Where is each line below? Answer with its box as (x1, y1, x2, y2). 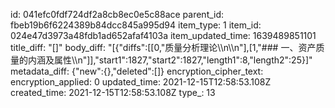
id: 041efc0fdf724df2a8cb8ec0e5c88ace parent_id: (10, 9, 225, 20)
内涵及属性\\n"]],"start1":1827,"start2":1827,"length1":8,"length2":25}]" (27, 54, 313, 66)
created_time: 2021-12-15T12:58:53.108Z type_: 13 (10, 87, 216, 98)
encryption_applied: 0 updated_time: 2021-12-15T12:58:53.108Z (10, 76, 272, 88)
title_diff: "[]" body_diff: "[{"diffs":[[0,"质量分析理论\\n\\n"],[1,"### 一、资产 (10, 42, 317, 53)
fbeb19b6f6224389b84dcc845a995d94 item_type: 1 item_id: (10, 19, 262, 31)
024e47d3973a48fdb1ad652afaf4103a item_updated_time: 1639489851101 (10, 30, 317, 41)
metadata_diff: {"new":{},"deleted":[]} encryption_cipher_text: (10, 65, 264, 77)
